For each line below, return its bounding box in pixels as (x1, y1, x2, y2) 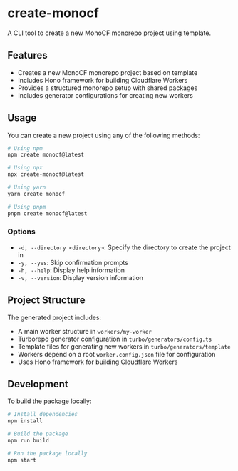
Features (7, 49, 48, 61)
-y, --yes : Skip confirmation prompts (17, 258, 128, 267)
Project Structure (7, 294, 86, 307)
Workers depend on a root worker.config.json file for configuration (17, 349, 216, 358)
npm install (7, 417, 43, 425)
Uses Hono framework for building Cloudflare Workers (17, 357, 178, 366)
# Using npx (7, 164, 43, 172)
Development (7, 378, 69, 390)
